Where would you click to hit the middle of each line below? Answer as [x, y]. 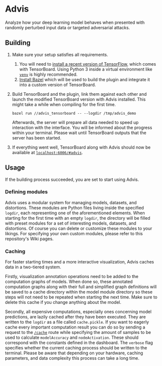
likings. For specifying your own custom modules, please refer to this [74, 233]
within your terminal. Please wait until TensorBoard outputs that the [79, 133]
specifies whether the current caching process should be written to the [76, 348]
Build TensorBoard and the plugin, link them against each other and [79, 94]
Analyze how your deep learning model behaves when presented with [75, 22]
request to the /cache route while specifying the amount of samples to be [78, 332]
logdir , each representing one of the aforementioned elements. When [75, 213]
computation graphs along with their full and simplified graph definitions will [81, 287]
